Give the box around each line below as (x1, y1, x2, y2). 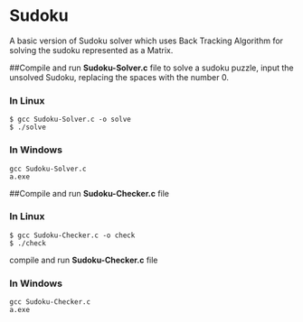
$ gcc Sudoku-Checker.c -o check (9, 231, 136, 240)
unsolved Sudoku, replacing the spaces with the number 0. (9, 71, 229, 82)
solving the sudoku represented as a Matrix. (9, 44, 174, 55)
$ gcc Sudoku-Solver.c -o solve (9, 115, 131, 124)
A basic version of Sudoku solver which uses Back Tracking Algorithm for (9, 35, 283, 46)
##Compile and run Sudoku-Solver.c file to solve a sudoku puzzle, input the (9, 62, 294, 73)
